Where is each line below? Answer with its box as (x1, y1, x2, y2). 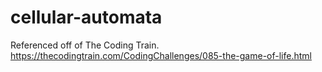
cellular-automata (10, 6, 163, 29)
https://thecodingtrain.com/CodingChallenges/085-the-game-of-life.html (10, 49, 312, 61)
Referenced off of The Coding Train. (10, 39, 160, 51)
